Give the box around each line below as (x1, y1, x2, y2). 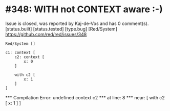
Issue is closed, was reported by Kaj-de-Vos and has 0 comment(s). (5, 20, 149, 26)
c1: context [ (5, 50, 36, 55)
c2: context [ (14, 54, 45, 60)
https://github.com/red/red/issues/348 (5, 31, 87, 37)
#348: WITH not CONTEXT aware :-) (5, 4, 163, 15)
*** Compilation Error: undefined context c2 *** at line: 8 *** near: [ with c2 (5, 94, 165, 100)
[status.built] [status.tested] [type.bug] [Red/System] (5, 25, 118, 32)
